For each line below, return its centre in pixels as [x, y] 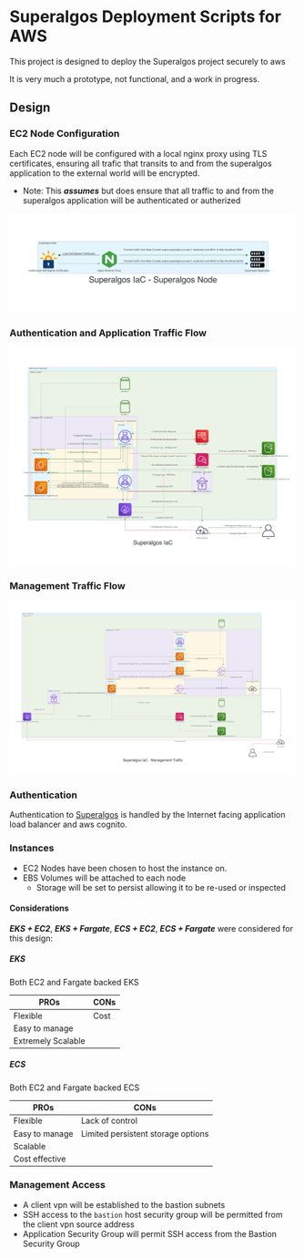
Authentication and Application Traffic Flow [108, 333]
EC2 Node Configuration [65, 134]
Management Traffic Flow [67, 585]
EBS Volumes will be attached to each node [104, 878]
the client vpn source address [78, 1224]
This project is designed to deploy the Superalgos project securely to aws [147, 61]
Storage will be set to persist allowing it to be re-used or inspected [161, 887]
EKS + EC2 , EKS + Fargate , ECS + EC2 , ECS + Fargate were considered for [152, 928]
